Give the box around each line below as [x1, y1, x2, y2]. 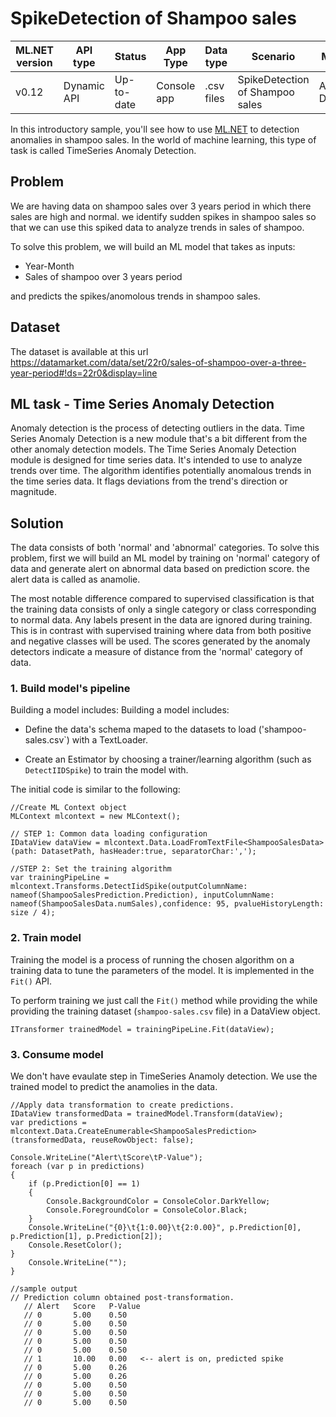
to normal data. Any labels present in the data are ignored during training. [10, 614, 313, 626]
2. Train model [10, 931, 82, 945]
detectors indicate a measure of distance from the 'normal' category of [10, 646, 303, 658]
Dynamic [63, 78, 105, 92]
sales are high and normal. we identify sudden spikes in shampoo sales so [10, 210, 317, 222]
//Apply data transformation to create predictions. [10, 1100, 235, 1111]
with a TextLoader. [71, 734, 149, 746]
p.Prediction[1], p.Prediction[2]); [10, 1232, 163, 1242]
